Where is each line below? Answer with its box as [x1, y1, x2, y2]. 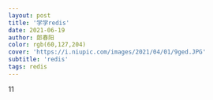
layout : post [8, 11, 51, 20]
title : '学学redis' [8, 19, 70, 27]
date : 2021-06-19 [8, 26, 65, 34]
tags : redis [8, 63, 47, 71]
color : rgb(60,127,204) [8, 41, 87, 49]
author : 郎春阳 [8, 33, 54, 42]
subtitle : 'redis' [8, 56, 69, 64]
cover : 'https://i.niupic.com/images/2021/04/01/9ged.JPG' [8, 48, 207, 56]
